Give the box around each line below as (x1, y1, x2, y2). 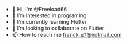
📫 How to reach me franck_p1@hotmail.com (11, 32, 122, 38)
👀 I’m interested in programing (11, 12, 87, 19)
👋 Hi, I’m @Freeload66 (11, 6, 68, 12)
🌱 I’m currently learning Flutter (11, 18, 87, 25)
